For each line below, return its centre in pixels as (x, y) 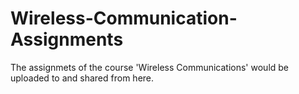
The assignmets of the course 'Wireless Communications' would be (150, 67)
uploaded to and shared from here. (82, 78)
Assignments (67, 39)
